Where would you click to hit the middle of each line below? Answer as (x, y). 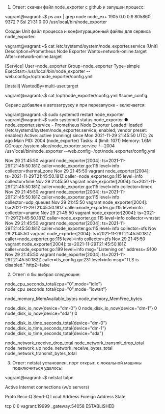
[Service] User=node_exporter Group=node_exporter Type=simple (72, 66)
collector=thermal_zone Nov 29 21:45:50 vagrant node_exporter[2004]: (78, 171)
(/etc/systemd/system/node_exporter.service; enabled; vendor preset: (76, 130)
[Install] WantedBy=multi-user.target (42, 86)
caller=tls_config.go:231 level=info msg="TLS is (91, 260)
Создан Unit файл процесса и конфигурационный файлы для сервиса (78, 31)
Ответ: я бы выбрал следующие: (46, 274)
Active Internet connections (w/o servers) (47, 387)
